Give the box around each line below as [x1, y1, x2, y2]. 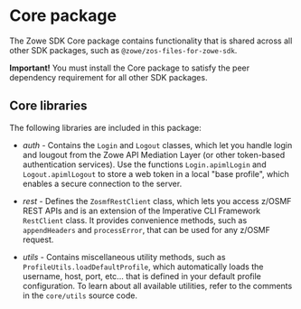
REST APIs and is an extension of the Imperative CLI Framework [22, 205, 261, 216]
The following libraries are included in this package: [9, 122, 202, 133]
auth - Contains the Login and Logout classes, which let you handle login [22, 139, 293, 150]
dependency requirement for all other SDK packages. [9, 71, 208, 82]
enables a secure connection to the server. [22, 178, 183, 189]
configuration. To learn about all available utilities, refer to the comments [22, 280, 293, 291]
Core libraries [9, 98, 88, 114]
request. [22, 234, 54, 245]
